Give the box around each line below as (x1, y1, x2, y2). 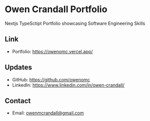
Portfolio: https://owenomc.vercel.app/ (12, 48, 93, 54)
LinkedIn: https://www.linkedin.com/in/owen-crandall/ (12, 82, 125, 88)
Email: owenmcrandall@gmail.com (12, 110, 84, 116)
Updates (5, 63, 32, 72)
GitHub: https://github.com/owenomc (12, 76, 90, 83)
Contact (5, 96, 31, 105)
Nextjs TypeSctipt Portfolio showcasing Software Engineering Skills (5, 20, 145, 26)
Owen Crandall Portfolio (5, 4, 107, 15)
